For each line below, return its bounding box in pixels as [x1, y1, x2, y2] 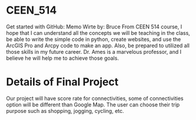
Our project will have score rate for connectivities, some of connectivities [6, 95, 184, 102]
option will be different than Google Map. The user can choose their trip [6, 101, 180, 108]
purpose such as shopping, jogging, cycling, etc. [6, 107, 125, 114]
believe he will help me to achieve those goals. [6, 54, 119, 61]
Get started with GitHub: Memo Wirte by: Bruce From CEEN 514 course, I [6, 23, 182, 30]
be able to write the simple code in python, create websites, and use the [6, 35, 181, 43]
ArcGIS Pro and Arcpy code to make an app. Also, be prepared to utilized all [6, 42, 190, 49]
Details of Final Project [6, 75, 119, 89]
